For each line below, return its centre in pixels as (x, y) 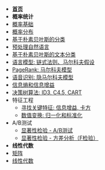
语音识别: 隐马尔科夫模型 (43, 77)
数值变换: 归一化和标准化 (52, 115)
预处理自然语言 (30, 47)
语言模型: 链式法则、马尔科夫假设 (53, 62)
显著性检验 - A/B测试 (47, 130)
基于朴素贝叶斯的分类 (38, 39)
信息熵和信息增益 (33, 85)
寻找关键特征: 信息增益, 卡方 (56, 107)
